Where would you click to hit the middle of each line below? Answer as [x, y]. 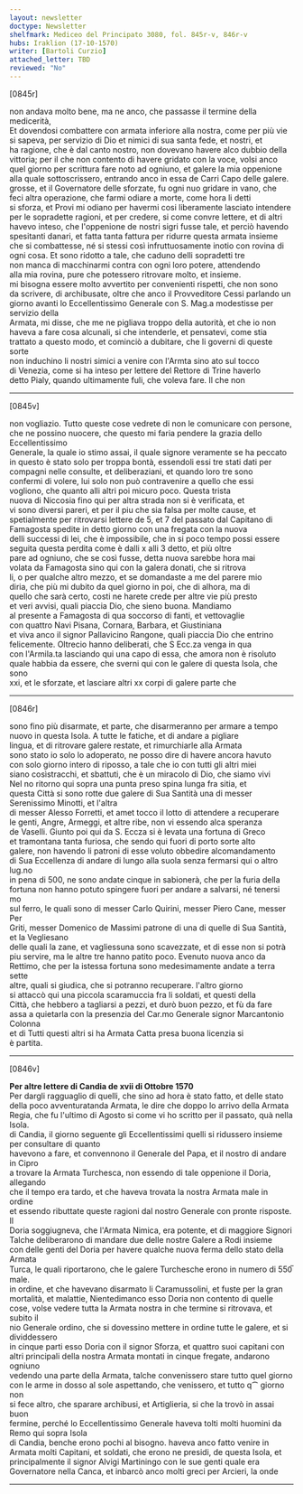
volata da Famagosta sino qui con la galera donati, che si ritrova [128, 567]
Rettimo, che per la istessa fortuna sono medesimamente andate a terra [142, 966]
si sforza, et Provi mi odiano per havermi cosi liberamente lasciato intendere [150, 207]
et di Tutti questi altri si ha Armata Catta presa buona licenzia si [127, 1033]
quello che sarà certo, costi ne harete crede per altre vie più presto [133, 596]
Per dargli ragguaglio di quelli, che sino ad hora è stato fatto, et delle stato [147, 1096]
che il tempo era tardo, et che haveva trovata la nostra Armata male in [139, 1191]
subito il [24, 1317]
